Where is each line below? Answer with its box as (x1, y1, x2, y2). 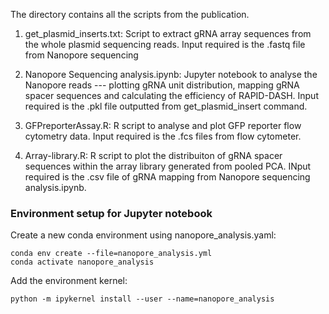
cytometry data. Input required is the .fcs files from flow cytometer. (24, 130, 302, 142)
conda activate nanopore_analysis (10, 257, 155, 268)
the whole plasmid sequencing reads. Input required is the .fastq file (24, 39, 306, 50)
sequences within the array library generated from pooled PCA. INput (24, 160, 312, 172)
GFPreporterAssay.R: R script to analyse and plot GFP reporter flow (24, 120, 302, 131)
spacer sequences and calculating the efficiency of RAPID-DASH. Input (24, 90, 319, 101)
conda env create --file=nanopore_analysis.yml (10, 249, 213, 259)
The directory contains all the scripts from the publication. (10, 9, 250, 20)
